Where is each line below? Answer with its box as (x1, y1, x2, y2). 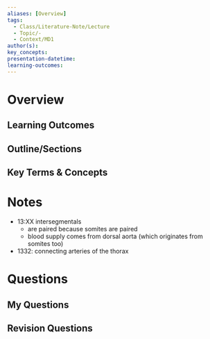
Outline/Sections (7, 143, 82, 155)
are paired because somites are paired (27, 224, 138, 233)
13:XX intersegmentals (17, 217, 82, 226)
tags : (7, 17, 23, 24)
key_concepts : (7, 49, 49, 56)
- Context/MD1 (13, 36, 54, 43)
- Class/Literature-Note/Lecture (13, 23, 110, 30)
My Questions (7, 299, 69, 311)
